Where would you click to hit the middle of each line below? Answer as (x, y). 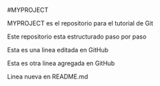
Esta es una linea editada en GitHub (58, 50)
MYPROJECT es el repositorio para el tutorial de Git (80, 23)
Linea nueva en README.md (48, 76)
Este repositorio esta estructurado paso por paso (77, 36)
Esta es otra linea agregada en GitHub (61, 63)
